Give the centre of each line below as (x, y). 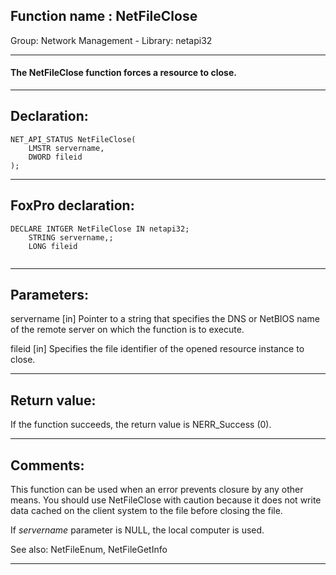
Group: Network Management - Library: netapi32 (111, 40)
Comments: (47, 465)
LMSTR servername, (66, 148)
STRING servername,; (71, 237)
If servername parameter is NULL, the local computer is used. (137, 530)
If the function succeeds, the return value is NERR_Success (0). (141, 425)
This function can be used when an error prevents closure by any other (157, 490)
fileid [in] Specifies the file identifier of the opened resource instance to (157, 349)
